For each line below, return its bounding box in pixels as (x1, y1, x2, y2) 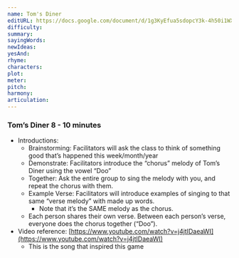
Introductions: (17, 136, 59, 145)
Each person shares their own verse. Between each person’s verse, (28, 212, 226, 221)
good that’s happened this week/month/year (28, 151, 159, 160)
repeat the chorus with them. (28, 182, 114, 190)
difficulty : (7, 24, 43, 31)
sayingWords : (7, 37, 46, 44)
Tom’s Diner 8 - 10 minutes (7, 120, 102, 130)
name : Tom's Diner (7, 10, 62, 18)
